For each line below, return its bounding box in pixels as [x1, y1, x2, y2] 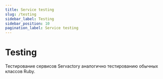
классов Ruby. [5, 69, 36, 75]
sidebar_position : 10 [5, 21, 50, 26]
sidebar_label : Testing [5, 16, 54, 21]
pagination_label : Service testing [5, 26, 79, 31]
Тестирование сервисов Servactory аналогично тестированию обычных [5, 63, 159, 69]
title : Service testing [5, 7, 54, 12]
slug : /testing [5, 12, 37, 17]
